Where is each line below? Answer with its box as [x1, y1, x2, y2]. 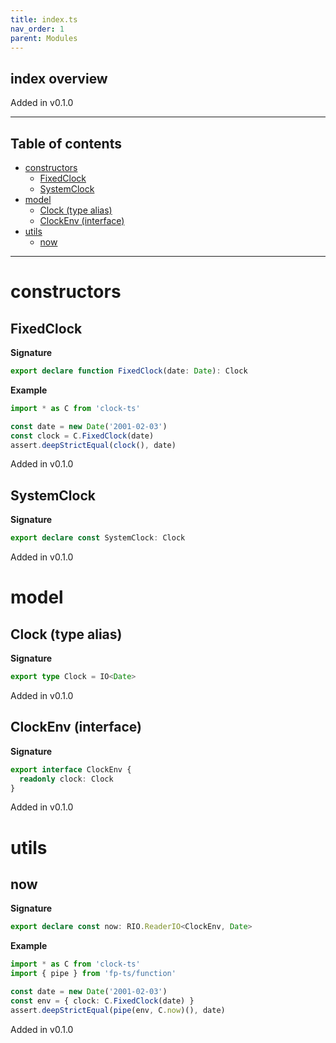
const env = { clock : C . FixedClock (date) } [10, 996, 195, 1006]
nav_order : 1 [10, 24, 65, 34]
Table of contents [10, 135, 122, 152]
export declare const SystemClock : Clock [10, 533, 186, 543]
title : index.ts [10, 14, 78, 25]
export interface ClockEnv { [10, 764, 132, 775]
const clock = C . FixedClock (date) [10, 431, 155, 441]
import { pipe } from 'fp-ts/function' [10, 969, 177, 979]
